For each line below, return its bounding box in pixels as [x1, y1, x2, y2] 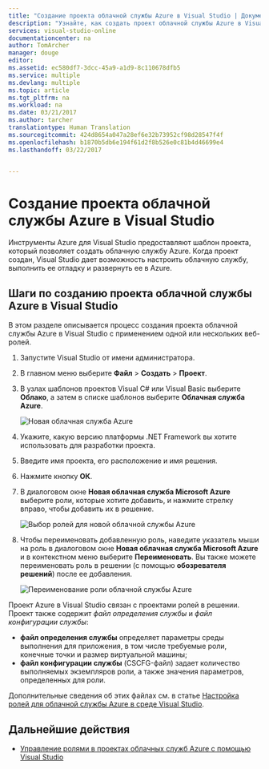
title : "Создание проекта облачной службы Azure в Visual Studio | [8, 11, 239, 20]
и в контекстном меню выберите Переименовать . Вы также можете [19, 552, 256, 562]
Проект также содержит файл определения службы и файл [8, 609, 213, 618]
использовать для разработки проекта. [19, 441, 156, 450]
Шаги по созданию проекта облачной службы [8, 286, 252, 300]
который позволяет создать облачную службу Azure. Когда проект [8, 246, 239, 256]
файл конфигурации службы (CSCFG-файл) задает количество [19, 658, 240, 668]
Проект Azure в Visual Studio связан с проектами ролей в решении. [8, 600, 240, 610]
